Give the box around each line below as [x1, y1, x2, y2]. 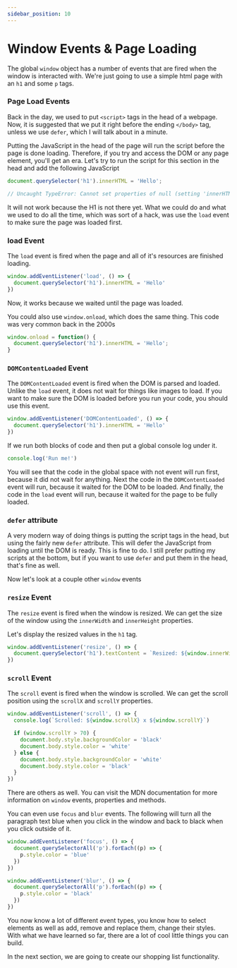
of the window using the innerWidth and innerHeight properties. [7, 616, 194, 624]
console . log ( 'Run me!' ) [7, 455, 78, 462]
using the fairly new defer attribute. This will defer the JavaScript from [7, 539, 212, 547]
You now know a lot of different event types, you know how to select [7, 916, 207, 924]
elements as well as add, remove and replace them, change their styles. [7, 924, 216, 932]
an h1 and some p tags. [7, 79, 74, 87]
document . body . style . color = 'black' [20, 763, 131, 770]
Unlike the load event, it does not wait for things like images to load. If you [7, 387, 222, 395]
